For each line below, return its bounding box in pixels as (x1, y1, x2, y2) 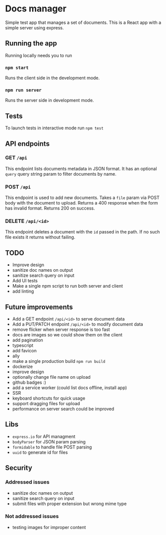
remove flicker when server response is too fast (12, 326, 110, 332)
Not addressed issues (5, 513, 59, 520)
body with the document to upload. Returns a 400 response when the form (5, 200, 159, 206)
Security (5, 464, 32, 472)
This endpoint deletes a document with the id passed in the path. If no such (5, 229, 160, 235)
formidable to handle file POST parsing (12, 444, 92, 450)
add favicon (12, 348, 37, 354)
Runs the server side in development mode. (5, 98, 94, 104)
